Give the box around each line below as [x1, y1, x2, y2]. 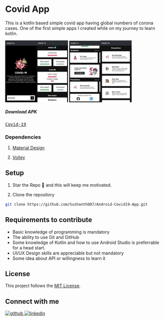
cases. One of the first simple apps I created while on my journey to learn [5, 25, 156, 31]
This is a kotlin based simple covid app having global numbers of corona [5, 20, 154, 26]
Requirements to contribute [5, 216, 92, 224]
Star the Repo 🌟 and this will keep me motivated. [12, 182, 112, 188]
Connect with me [5, 297, 60, 306]
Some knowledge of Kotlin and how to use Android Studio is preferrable [12, 240, 160, 245]
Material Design [12, 145, 45, 151]
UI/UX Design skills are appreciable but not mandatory [12, 250, 124, 256]
